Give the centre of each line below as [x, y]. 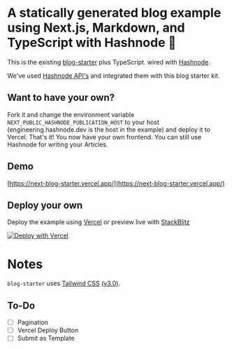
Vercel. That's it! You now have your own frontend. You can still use [104, 137]
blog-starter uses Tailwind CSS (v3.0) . [64, 283]
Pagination [33, 322]
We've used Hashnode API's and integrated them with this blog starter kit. [114, 76]
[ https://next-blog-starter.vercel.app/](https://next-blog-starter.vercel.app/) [116, 183]
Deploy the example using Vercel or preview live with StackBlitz [99, 222]
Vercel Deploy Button [48, 330]
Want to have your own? [61, 98]
